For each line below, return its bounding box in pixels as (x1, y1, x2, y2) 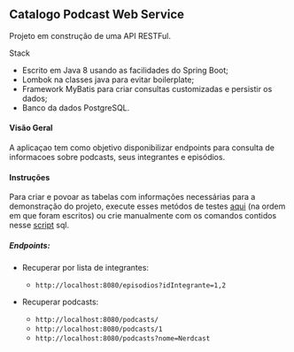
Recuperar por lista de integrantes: (21, 263, 149, 273)
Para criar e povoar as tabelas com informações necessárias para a (9, 192, 256, 203)
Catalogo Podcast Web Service (9, 7, 184, 22)
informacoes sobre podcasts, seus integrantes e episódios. (9, 152, 226, 163)
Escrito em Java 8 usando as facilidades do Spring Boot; (21, 65, 228, 75)
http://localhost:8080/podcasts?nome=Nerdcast (35, 334, 211, 343)
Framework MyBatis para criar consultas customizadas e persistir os (21, 83, 273, 94)
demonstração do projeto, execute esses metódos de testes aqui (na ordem (9, 201, 286, 211)
